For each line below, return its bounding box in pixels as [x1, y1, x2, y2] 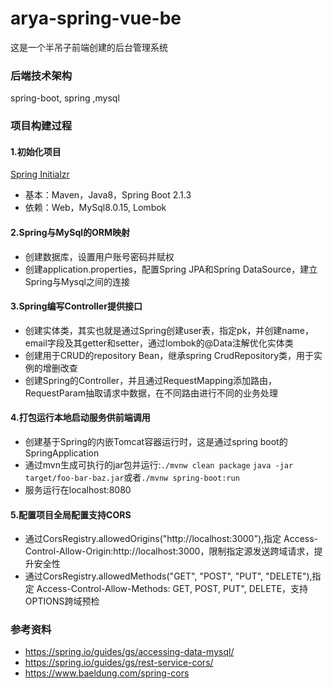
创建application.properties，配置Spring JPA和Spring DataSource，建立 [24, 263, 318, 275]
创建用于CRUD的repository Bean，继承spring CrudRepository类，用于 [24, 349, 315, 361]
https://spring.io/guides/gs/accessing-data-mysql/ [24, 646, 235, 658]
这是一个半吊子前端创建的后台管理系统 [10, 41, 168, 53]
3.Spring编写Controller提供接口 [10, 300, 143, 312]
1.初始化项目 [10, 145, 62, 157]
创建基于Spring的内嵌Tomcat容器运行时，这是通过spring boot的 [24, 435, 288, 447]
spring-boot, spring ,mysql [10, 92, 120, 104]
